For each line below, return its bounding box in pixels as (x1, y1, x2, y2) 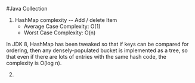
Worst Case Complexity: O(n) (23, 29, 96, 36)
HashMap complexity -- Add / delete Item (14, 17, 117, 23)
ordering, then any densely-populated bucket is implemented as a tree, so (6, 47, 188, 54)
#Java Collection (6, 5, 48, 12)
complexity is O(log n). (6, 59, 62, 66)
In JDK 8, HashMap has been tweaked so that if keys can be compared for (6, 41, 189, 47)
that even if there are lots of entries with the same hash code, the (6, 53, 167, 60)
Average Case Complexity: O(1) (23, 23, 101, 30)
